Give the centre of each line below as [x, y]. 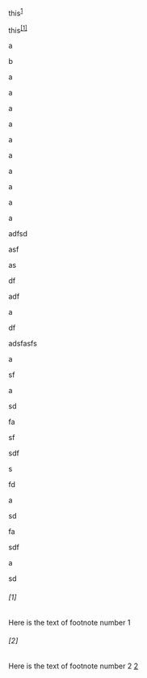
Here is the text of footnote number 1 [69, 622]
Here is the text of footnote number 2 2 [73, 666]
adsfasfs [23, 344]
